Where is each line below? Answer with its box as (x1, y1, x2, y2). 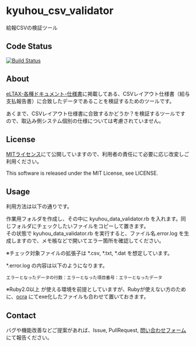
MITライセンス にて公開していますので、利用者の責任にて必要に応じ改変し (6, 151, 184, 158)
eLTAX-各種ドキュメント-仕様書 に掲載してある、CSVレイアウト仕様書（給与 (6, 90, 190, 97)
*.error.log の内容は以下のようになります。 (6, 262, 108, 269)
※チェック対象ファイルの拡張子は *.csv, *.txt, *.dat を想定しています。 (6, 250, 173, 257)
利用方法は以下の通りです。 (6, 203, 73, 210)
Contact (6, 310, 36, 320)
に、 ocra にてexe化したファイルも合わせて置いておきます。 (6, 293, 149, 300)
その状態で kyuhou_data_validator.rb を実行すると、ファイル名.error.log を (6, 230, 184, 237)
